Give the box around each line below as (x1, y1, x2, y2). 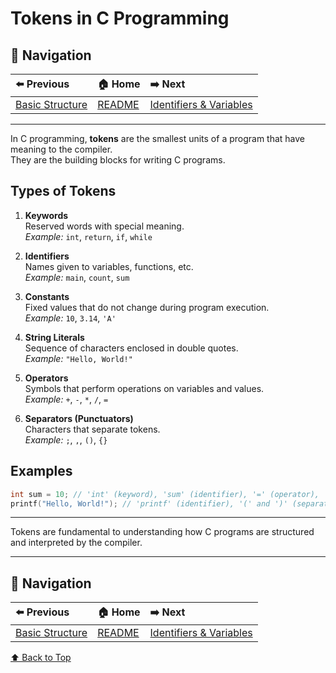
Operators (24, 372, 69, 384)
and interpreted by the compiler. (10, 537, 143, 549)
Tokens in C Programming (10, 7, 230, 30)
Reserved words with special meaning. (24, 220, 185, 232)
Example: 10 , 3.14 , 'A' (24, 312, 117, 324)
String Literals (24, 331, 85, 343)
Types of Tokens (10, 183, 117, 200)
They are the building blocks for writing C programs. (10, 154, 226, 166)
